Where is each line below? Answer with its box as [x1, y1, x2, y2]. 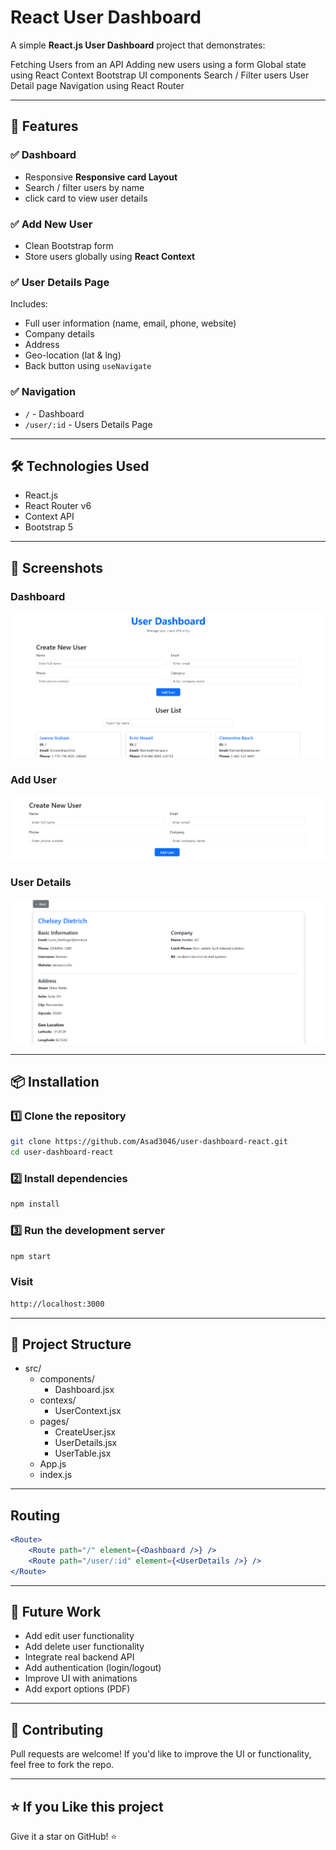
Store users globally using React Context [24, 250, 196, 262]
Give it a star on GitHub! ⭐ [10, 1831, 118, 1843]
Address [24, 339, 60, 351]
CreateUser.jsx [54, 1426, 117, 1438]
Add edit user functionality [24, 1630, 135, 1642]
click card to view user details [24, 192, 148, 204]
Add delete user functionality [24, 1641, 145, 1653]
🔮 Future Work [10, 1604, 102, 1621]
